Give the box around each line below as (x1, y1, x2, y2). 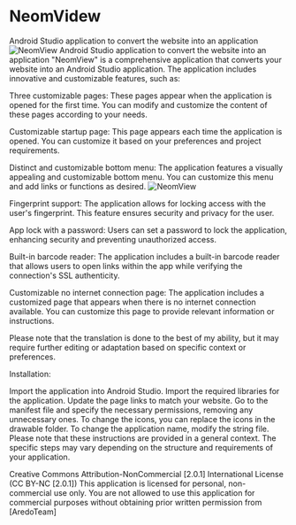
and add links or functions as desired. (9, 181, 147, 191)
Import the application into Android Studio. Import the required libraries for (9, 385, 280, 396)
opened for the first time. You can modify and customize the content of (9, 99, 268, 110)
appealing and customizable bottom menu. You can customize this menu (9, 171, 274, 182)
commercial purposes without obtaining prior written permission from (9, 497, 262, 507)
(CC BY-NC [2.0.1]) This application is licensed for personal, (9, 478, 227, 489)
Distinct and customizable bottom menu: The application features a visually (9, 162, 284, 173)
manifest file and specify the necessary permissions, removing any (9, 405, 254, 415)
